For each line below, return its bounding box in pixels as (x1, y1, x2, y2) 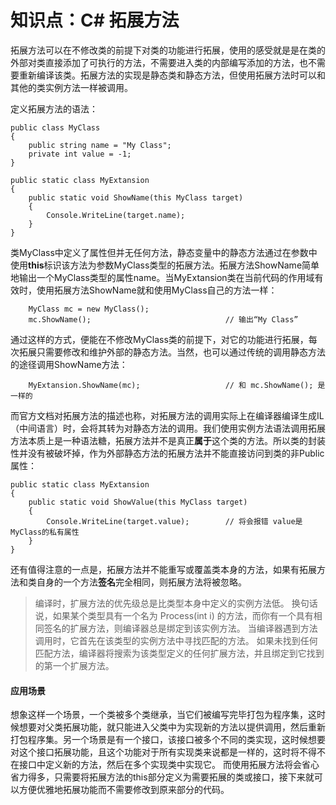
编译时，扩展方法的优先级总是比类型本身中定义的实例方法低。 (34, 597, 290, 609)
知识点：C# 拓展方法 (10, 9, 180, 32)
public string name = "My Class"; (28, 140, 172, 150)
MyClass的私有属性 (10, 527, 80, 537)
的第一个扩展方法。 (34, 659, 115, 671)
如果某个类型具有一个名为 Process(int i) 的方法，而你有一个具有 (52, 609, 314, 621)
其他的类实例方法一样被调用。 (10, 81, 133, 93)
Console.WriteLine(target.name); (46, 210, 186, 220)
